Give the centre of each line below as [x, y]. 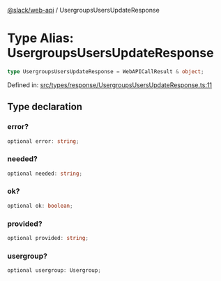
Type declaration [45, 107]
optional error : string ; [43, 141]
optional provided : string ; [48, 238]
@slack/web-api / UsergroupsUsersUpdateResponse [84, 10]
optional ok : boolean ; [40, 206]
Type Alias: [41, 38]
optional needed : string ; [45, 174]
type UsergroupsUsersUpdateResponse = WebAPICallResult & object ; [106, 71]
